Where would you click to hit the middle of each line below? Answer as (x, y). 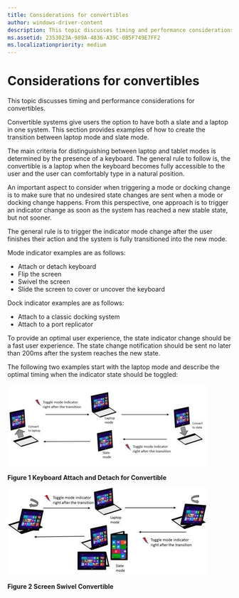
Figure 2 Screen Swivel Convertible (60, 587)
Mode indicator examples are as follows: (67, 253)
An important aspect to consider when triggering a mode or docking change (119, 188)
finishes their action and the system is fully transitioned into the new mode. (117, 239)
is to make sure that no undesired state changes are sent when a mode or (115, 195)
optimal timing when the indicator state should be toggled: (93, 375)
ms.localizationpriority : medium (57, 45)
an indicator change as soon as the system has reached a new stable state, (118, 210)
